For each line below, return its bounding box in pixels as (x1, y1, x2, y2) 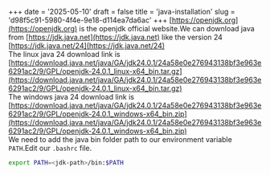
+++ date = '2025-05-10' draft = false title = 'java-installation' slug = (8, 7, 235, 16)
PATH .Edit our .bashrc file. (8, 144, 92, 153)
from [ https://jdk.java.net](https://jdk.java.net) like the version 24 (8, 32, 223, 42)
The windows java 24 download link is (8, 92, 135, 101)
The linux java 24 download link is (8, 50, 121, 59)
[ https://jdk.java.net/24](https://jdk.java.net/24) (8, 41, 166, 51)
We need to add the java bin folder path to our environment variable (8, 135, 233, 144)
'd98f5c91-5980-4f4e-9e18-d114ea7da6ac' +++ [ (8, 15, 173, 25)
